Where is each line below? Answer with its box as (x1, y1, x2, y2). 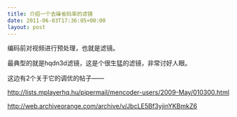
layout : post (7, 23, 46, 30)
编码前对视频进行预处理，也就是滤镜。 (7, 44, 119, 52)
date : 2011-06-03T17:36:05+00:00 (7, 17, 106, 24)
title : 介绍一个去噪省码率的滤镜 (7, 10, 93, 18)
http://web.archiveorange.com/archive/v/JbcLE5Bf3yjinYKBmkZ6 (7, 102, 197, 111)
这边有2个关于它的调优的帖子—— (7, 74, 105, 82)
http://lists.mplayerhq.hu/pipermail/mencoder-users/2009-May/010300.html (7, 88, 230, 96)
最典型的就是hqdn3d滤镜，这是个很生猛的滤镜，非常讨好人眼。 (7, 59, 191, 67)
